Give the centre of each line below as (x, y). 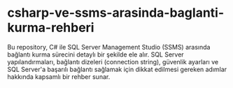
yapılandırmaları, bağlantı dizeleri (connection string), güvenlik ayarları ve (113, 61)
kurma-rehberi (51, 28)
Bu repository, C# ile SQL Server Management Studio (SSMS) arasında (109, 47)
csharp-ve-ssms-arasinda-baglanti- (116, 13)
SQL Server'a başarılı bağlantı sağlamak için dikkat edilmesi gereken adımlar (117, 69)
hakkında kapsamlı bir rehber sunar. (59, 76)
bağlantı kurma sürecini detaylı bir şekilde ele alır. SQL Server (96, 54)
